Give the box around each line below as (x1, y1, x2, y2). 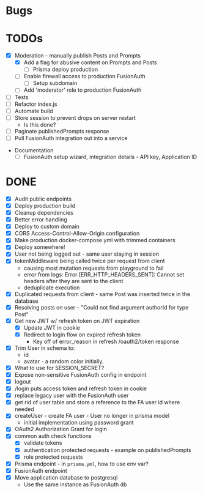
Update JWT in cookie (23, 324, 80, 331)
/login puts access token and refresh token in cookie (14, 385, 147, 392)
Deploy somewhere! (14, 243, 65, 251)
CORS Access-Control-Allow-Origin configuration (14, 230, 140, 237)
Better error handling (14, 216, 68, 223)
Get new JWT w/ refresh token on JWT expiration (14, 317, 140, 324)
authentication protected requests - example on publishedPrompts (23, 446, 191, 453)
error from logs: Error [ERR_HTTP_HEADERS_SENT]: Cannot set (23, 270, 185, 278)
